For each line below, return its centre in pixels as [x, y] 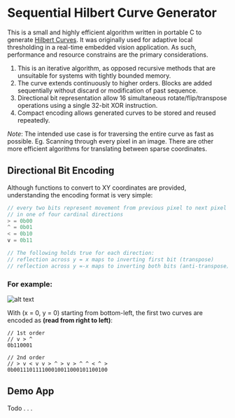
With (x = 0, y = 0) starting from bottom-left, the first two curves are [105, 312]
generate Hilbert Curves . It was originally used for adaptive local [100, 39]
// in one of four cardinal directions [65, 214]
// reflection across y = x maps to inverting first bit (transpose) [111, 259]
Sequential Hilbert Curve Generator [112, 13]
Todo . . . [20, 408]
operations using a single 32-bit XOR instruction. [87, 105]
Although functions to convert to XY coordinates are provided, [97, 188]
